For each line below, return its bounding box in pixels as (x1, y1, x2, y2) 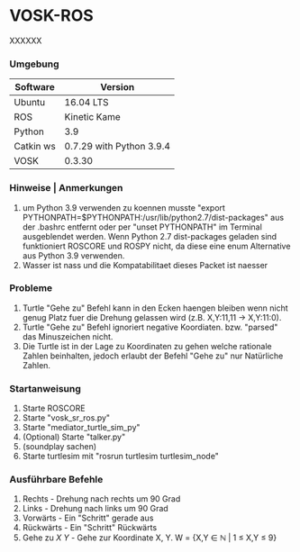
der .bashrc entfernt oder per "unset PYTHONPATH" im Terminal (22, 222, 263, 232)
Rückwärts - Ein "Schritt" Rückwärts (22, 522, 158, 533)
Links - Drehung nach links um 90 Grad (22, 503, 168, 514)
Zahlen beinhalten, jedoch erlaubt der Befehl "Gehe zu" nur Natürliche (22, 350, 284, 361)
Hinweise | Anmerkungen (9, 182, 123, 195)
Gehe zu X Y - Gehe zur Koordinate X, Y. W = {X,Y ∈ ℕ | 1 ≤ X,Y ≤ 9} (22, 532, 277, 543)
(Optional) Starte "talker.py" (22, 431, 126, 442)
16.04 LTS (64, 96, 110, 109)
